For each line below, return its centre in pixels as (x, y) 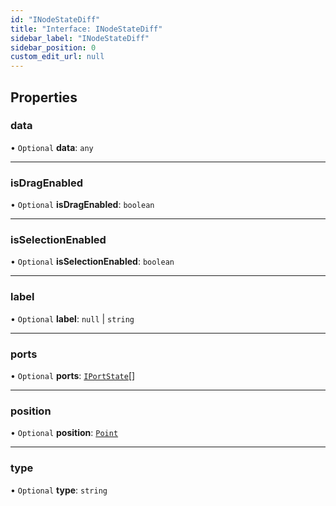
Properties (44, 97)
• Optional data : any (52, 147)
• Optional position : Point (64, 433)
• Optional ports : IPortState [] (73, 375)
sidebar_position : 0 (53, 47)
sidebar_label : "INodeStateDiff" (80, 38)
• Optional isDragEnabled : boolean (82, 205)
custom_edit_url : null (57, 57)
